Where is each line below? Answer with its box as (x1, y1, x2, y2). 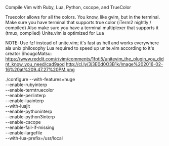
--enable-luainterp (5, 98, 44, 104)
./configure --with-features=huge (5, 77, 75, 82)
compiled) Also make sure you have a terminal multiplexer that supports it (5, 25, 159, 31)
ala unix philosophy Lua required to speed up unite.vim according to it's (5, 45, 154, 51)
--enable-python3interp (5, 114, 55, 120)
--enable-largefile (5, 130, 43, 135)
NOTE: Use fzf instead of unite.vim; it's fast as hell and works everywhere (5, 40, 159, 46)
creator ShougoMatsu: (5, 50, 52, 56)
